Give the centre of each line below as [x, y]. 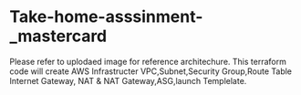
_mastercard [58, 36]
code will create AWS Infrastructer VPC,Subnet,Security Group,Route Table [151, 71]
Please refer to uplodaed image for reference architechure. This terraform [148, 61]
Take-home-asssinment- [106, 17]
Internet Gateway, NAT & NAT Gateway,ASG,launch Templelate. [128, 80]
